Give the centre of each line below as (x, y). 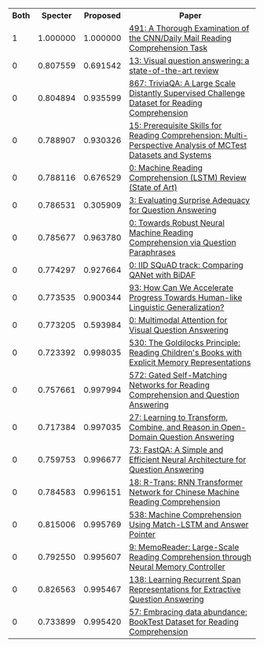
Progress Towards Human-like (186, 298)
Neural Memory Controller (177, 567)
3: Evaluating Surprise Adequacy (189, 200)
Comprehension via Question (183, 243)
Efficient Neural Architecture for (188, 460)
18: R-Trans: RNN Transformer (186, 482)
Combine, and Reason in (174, 427)
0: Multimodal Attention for (178, 320)
